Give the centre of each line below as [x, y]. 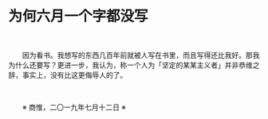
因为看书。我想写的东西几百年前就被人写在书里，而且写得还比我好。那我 [141, 55]
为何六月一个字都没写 [79, 16]
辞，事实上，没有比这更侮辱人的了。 [68, 75]
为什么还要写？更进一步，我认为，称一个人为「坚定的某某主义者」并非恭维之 [134, 65]
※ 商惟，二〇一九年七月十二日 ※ [74, 107]
